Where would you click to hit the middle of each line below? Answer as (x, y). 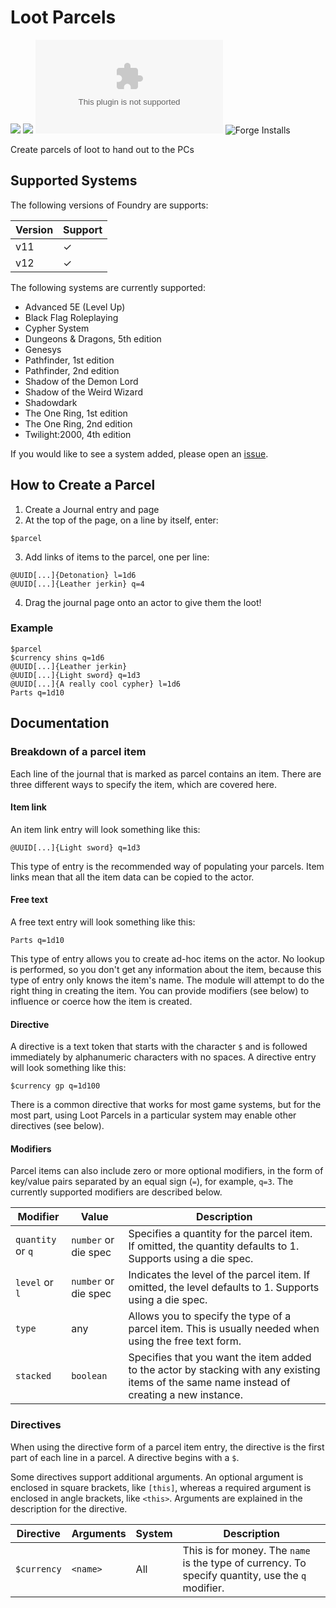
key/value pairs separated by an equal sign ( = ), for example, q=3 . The (152, 1182)
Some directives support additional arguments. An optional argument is (157, 1477)
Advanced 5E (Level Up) (75, 307)
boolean (89, 1376)
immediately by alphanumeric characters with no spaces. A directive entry (163, 1057)
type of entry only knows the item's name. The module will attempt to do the (167, 980)
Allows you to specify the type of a (210, 1316)
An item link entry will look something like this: (105, 829)
